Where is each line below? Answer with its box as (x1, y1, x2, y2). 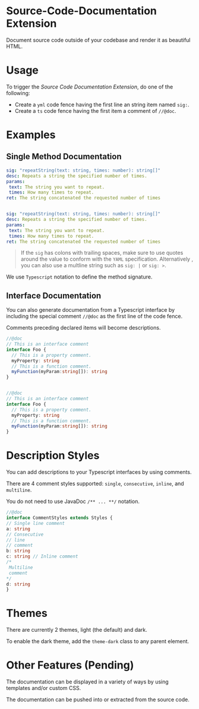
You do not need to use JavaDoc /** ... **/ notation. (6, 498, 140, 505)
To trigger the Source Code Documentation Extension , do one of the (6, 83, 173, 90)
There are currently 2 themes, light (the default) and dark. (6, 626, 147, 634)
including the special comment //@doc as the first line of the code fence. (6, 313, 183, 320)
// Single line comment (6, 520, 65, 526)
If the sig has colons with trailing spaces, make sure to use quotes (20, 249, 184, 257)
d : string (6, 581, 31, 587)
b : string (6, 548, 31, 554)
